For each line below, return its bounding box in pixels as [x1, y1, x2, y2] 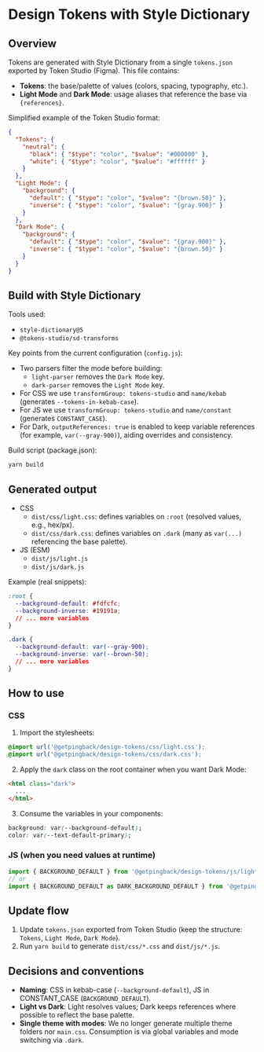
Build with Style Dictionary [8, 288, 141, 302]
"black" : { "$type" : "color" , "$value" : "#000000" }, [28, 150, 210, 158]
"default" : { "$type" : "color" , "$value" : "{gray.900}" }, [28, 238, 227, 246]
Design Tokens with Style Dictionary [8, 5, 251, 24]
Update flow [8, 904, 69, 917]
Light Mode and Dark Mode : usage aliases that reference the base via [19, 90, 247, 99]
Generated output [8, 482, 97, 496]
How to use [8, 687, 64, 700]
